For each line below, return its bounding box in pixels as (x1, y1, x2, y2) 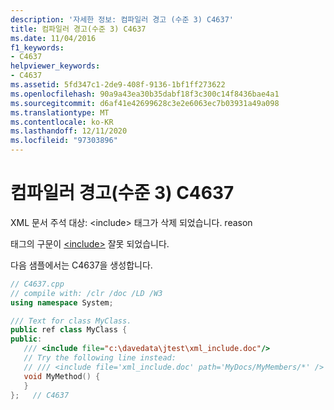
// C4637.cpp (10, 279, 65, 289)
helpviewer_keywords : (10, 61, 101, 71)
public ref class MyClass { (10, 325, 128, 335)
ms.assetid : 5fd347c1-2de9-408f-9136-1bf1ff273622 (10, 80, 226, 90)
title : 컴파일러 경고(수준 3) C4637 (10, 24, 147, 34)
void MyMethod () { (23, 371, 101, 381)
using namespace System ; (10, 297, 114, 308)
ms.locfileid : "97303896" (10, 136, 118, 146)
